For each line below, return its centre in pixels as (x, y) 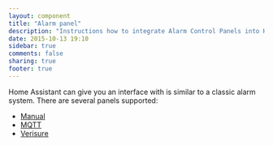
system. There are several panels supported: (83, 100)
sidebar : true (32, 46)
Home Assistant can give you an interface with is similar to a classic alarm (132, 92)
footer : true (30, 69)
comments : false (36, 54)
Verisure (34, 133)
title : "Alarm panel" (45, 24)
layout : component (39, 16)
